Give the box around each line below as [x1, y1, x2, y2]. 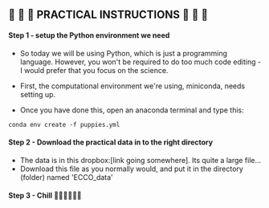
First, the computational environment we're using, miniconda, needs [19, 81, 246, 91]
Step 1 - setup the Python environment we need [8, 30, 170, 40]
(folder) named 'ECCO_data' [19, 172, 114, 181]
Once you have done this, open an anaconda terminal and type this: [19, 105, 245, 115]
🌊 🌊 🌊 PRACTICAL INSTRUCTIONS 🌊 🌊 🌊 [8, 8, 209, 22]
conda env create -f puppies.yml [8, 120, 120, 128]
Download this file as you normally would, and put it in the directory [19, 164, 243, 173]
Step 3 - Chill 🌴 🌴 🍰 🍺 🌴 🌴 [8, 190, 82, 201]
